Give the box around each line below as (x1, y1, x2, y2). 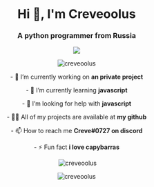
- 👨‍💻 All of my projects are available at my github (6, 113, 147, 121)
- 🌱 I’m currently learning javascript (26, 86, 128, 95)
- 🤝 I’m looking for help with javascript (21, 99, 132, 108)
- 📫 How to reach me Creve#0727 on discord (10, 127, 143, 135)
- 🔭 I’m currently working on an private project (10, 72, 144, 81)
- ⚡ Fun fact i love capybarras (34, 143, 119, 151)
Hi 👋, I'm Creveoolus (17, 6, 136, 22)
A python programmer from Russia (17, 31, 137, 41)
